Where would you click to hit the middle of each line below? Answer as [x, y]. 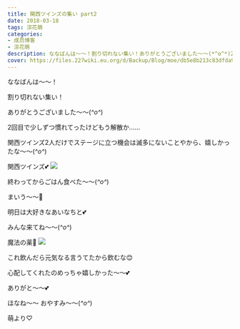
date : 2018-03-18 [33, 21]
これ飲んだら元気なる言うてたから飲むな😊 [70, 257]
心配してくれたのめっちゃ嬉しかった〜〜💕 [69, 273]
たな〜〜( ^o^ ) [27, 151]
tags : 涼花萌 [25, 27]
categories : [25, 34]
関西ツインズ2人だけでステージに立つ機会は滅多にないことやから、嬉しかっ [119, 142]
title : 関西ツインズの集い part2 [52, 14]
